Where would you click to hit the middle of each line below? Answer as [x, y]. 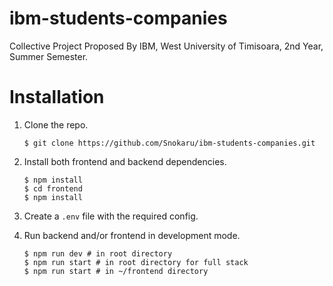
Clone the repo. [56, 124]
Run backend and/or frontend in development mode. [132, 235]
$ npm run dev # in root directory [98, 253]
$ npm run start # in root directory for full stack [136, 262]
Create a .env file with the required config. [111, 216]
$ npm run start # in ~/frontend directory [116, 271]
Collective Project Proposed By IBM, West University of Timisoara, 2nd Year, [166, 46]
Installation [57, 97]
